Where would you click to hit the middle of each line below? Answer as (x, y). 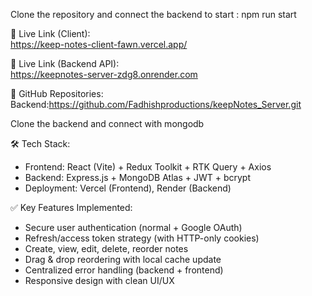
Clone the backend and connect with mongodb (107, 123)
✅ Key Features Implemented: (71, 207)
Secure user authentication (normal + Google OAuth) (133, 227)
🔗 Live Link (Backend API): (65, 63)
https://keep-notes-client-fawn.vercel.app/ (99, 44)
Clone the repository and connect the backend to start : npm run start (153, 14)
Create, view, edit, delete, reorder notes (106, 248)
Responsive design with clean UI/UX (99, 280)
